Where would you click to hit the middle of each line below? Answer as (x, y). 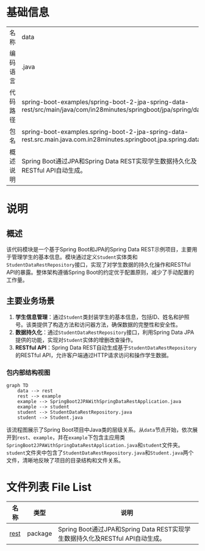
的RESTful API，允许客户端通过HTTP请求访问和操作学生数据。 (93, 355)
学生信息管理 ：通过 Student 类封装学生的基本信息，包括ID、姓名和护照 (102, 317)
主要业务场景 (31, 301)
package (40, 533)
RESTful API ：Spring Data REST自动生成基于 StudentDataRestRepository (106, 347)
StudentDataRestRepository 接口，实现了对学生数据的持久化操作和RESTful (99, 264)
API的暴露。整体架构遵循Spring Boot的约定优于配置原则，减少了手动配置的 (100, 272)
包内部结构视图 (28, 372)
